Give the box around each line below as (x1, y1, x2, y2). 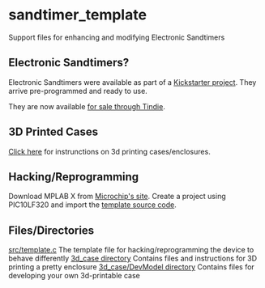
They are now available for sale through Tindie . (8, 101, 166, 111)
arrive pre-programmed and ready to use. (8, 86, 147, 95)
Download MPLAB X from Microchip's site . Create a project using (8, 192, 226, 201)
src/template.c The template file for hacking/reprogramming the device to (8, 245, 254, 255)
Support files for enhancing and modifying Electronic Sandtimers (8, 32, 225, 42)
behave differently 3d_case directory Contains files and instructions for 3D (8, 253, 258, 264)
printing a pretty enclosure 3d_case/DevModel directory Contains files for (8, 262, 255, 272)
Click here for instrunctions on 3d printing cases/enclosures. (8, 146, 211, 156)
